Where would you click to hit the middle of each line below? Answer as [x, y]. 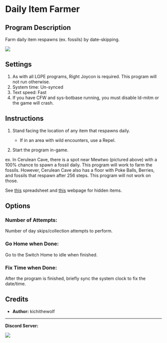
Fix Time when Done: [31, 267]
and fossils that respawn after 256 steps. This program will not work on [78, 175]
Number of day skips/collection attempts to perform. [59, 231]
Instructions [24, 119]
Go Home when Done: [32, 244]
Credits [17, 299]
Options [18, 206]
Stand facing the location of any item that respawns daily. [71, 130]
